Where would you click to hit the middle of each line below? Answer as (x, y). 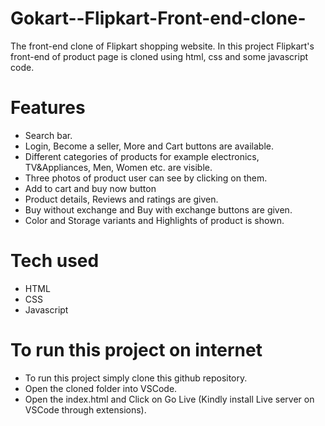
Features (48, 108)
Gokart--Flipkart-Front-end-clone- (158, 18)
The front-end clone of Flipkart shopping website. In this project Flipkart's (162, 46)
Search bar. (48, 135)
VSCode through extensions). (85, 409)
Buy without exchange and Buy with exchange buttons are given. (158, 209)
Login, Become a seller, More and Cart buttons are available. (149, 146)
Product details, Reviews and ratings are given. (121, 199)
